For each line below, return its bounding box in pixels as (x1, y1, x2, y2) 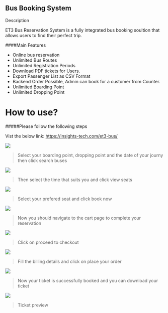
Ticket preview (17, 302, 49, 308)
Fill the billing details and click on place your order (17, 258, 122, 264)
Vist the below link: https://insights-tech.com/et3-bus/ (5, 133, 118, 139)
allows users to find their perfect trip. (5, 32, 82, 38)
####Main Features (5, 42, 46, 48)
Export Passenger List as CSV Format (12, 73, 91, 79)
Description (5, 17, 29, 23)
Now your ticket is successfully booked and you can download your (17, 277, 158, 283)
